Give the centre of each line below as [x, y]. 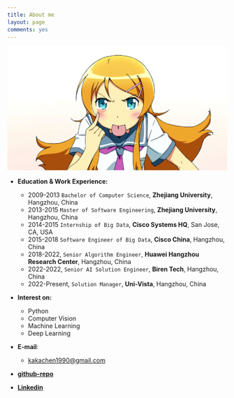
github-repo [35, 374]
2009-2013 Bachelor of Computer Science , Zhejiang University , [120, 195]
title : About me [31, 15]
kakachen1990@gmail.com [67, 360]
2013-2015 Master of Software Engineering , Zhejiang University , [123, 209]
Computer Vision [52, 318]
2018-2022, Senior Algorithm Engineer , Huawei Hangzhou [114, 254]
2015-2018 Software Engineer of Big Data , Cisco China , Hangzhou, [126, 239]
